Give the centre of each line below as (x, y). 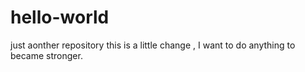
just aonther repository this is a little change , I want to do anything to (153, 45)
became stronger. (46, 55)
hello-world (60, 17)
